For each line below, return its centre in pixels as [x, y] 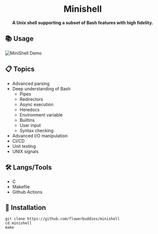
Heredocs [30, 110]
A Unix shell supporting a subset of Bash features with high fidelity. [83, 23]
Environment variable [41, 115]
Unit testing [24, 146]
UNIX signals [25, 151]
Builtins [27, 120]
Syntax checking [37, 130]
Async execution [36, 104]
